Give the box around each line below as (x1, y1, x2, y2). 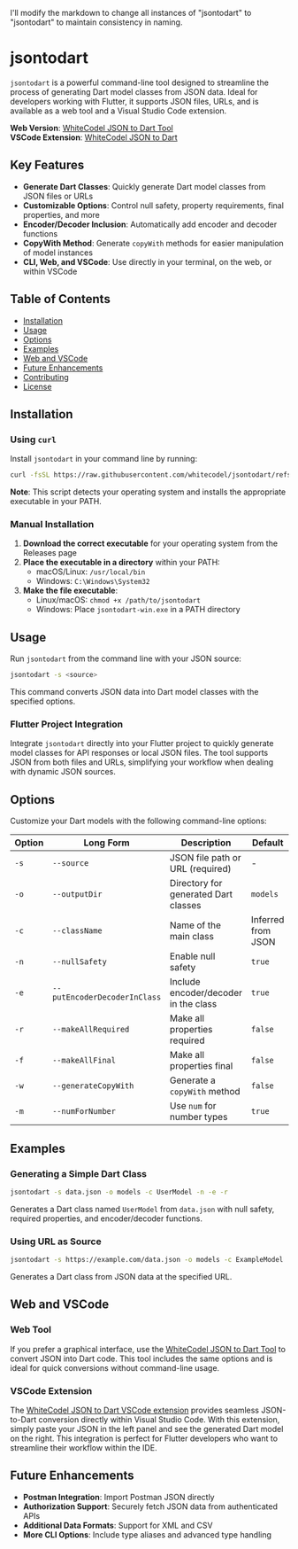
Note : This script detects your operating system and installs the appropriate (10, 486, 287, 497)
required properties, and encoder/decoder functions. (10, 1213, 202, 1224)
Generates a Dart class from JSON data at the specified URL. (10, 1271, 233, 1281)
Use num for (169, 1100, 217, 1112)
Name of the (169, 919, 222, 931)
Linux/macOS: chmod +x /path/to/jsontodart (35, 595, 202, 605)
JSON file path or (169, 852, 241, 864)
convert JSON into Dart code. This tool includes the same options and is (10, 1353, 273, 1364)
